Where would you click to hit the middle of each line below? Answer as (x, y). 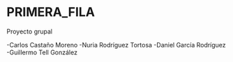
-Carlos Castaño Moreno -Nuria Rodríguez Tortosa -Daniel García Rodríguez (116, 45)
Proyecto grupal (30, 31)
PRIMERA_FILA (51, 12)
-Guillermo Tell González (42, 52)
